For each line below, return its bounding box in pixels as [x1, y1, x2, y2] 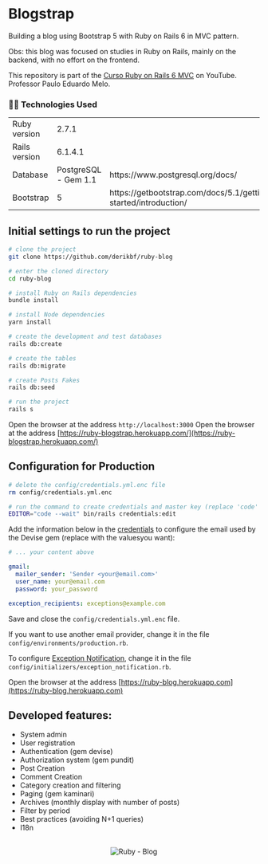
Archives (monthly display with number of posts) [19, 798, 180, 807]
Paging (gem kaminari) [19, 789, 95, 799]
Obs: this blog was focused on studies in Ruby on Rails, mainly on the [8, 46, 237, 56]
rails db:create [8, 340, 62, 348]
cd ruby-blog [8, 274, 52, 283]
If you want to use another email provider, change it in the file [8, 629, 210, 638]
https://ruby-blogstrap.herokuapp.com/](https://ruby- [59, 428, 236, 438]
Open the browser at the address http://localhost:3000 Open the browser [8, 420, 255, 430]
